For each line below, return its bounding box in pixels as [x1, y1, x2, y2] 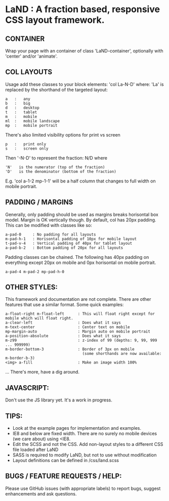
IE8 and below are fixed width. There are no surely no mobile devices [12, 431, 157, 437]
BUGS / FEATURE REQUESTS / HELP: [5, 472, 122, 481]
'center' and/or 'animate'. [5, 53, 58, 59]
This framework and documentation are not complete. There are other [5, 296, 151, 302]
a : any [5, 96, 30, 102]
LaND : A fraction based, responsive [5, 4, 160, 15]
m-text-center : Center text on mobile [5, 325, 130, 330]
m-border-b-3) [5, 355, 35, 361]
